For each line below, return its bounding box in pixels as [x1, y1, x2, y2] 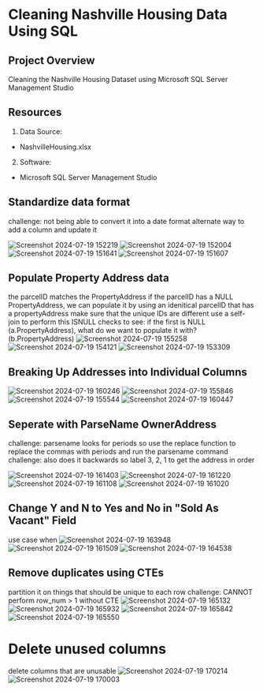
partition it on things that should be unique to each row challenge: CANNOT [8, 587, 254, 596]
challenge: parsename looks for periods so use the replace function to [8, 439, 236, 448]
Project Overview [8, 54, 95, 67]
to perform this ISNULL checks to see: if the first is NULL [21, 317, 206, 327]
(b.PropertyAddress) [8, 334, 75, 344]
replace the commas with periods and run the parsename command [8, 447, 228, 457]
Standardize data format [8, 196, 131, 209]
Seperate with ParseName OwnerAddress [8, 417, 217, 431]
